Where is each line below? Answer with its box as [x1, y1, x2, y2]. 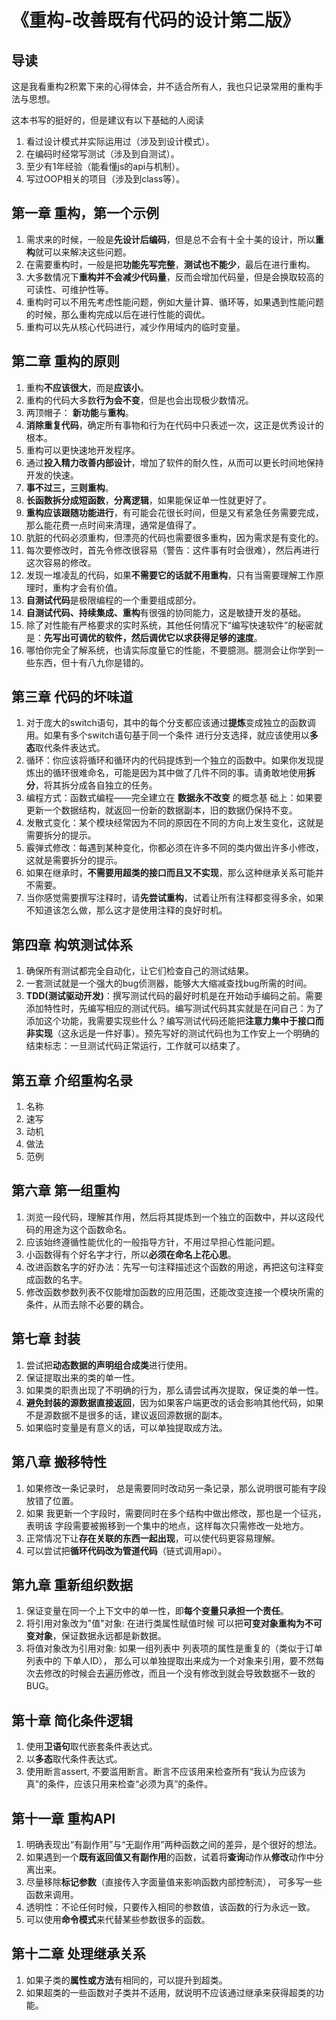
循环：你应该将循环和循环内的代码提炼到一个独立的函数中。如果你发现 [25, 754, 316, 766]
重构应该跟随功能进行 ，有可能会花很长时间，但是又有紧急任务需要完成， [25, 506, 324, 518]
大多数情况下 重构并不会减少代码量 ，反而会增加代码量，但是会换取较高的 [25, 271, 324, 283]
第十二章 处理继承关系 [11, 1946, 146, 1963]
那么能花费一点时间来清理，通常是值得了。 [25, 519, 202, 531]
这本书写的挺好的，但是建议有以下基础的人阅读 [11, 114, 204, 126]
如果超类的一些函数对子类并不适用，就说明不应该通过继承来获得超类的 [25, 1986, 316, 1998]
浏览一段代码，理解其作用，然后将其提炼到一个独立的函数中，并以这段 [25, 1211, 316, 1223]
